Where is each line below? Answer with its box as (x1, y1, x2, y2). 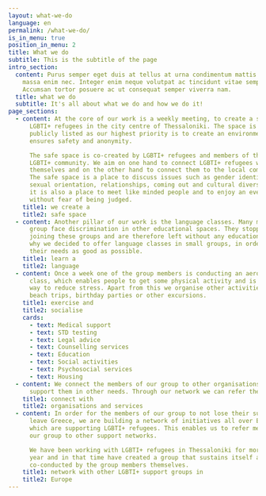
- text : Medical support (28, 321, 112, 329)
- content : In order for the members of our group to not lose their (15, 409, 249, 417)
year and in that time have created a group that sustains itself (28, 453, 253, 461)
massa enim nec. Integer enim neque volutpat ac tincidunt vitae (22, 78, 243, 86)
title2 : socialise (22, 306, 83, 314)
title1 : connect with (22, 394, 93, 403)
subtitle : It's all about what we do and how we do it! (15, 100, 203, 108)
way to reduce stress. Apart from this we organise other (28, 284, 225, 292)
